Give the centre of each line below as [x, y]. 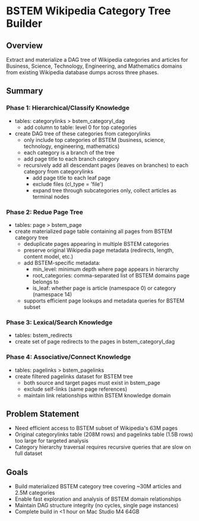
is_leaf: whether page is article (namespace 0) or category [104, 288]
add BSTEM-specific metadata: [62, 263]
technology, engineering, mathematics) [72, 146]
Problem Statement [43, 414]
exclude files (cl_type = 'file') [68, 184]
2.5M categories [35, 493]
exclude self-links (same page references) [75, 389]
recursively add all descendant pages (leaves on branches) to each [106, 165]
